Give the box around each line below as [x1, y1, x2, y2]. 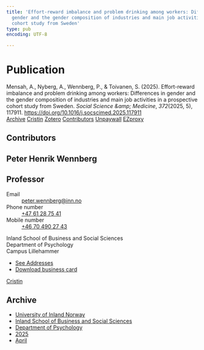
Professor [6, 174, 44, 185]
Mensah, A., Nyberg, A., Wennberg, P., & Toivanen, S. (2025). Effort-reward [6, 83, 195, 91]
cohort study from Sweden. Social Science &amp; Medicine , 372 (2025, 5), [6, 103, 193, 110]
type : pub [6, 26, 32, 32]
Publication [6, 63, 65, 77]
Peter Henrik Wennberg [6, 153, 97, 164]
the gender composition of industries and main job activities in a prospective [6, 96, 198, 103]
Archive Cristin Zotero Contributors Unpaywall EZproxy [6, 115, 144, 123]
